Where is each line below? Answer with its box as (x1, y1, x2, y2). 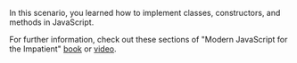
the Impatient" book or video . (9, 43, 118, 54)
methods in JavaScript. (9, 17, 95, 28)
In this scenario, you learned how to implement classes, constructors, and (9, 8, 281, 18)
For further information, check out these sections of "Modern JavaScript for (9, 35, 288, 44)
